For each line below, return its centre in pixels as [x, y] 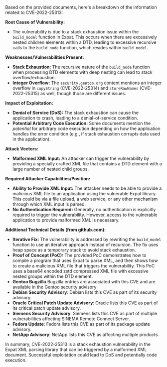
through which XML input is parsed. [49, 204]
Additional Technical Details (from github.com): [56, 230]
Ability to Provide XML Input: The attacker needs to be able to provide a [87, 188]
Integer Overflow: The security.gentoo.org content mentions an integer [87, 83]
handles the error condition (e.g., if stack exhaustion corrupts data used [86, 134]
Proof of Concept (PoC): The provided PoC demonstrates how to [79, 255]
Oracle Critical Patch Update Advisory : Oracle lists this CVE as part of [85, 303]
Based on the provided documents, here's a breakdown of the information [81, 7]
